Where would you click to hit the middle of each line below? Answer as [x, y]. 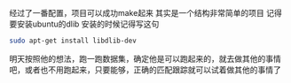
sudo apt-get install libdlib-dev [73, 41]
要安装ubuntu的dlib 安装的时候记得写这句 [84, 24]
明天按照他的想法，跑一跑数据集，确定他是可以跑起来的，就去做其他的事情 [145, 58]
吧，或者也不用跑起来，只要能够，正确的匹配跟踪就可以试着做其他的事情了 [145, 70]
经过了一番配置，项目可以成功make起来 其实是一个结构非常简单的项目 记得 [145, 13]
